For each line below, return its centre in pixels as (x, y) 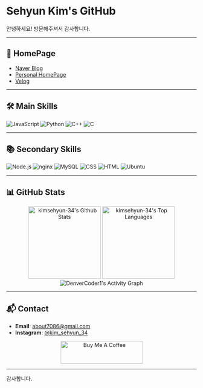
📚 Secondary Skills (44, 149)
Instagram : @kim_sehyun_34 (51, 332)
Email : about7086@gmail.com (53, 326)
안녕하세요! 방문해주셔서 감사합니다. (48, 28)
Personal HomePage (40, 74)
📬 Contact (27, 309)
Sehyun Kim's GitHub (61, 11)
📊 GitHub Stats (36, 192)
